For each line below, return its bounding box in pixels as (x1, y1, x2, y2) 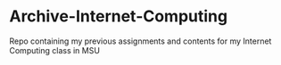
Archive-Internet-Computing (9, 6, 228, 27)
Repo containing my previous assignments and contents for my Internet (9, 36, 272, 46)
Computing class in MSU (9, 45, 101, 55)
